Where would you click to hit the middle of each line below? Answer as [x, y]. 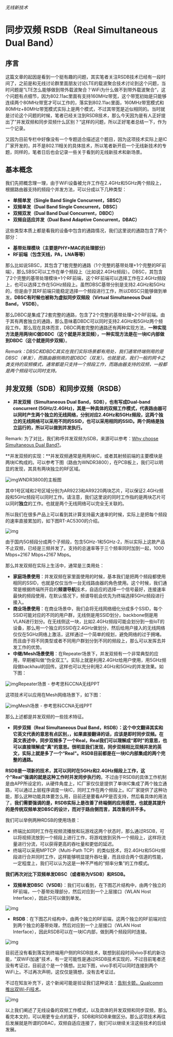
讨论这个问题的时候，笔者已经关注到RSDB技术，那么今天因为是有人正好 [85, 115]
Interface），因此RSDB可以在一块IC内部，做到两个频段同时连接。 [81, 932]
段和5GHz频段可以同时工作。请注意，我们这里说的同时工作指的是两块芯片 [83, 497]
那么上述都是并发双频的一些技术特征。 [46, 717]
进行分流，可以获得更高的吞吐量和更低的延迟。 [67, 844]
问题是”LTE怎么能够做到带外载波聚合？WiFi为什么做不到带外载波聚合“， [85, 90]
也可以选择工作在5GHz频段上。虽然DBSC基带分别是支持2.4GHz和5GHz [90, 284]
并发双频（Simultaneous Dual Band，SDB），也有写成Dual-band [81, 402]
